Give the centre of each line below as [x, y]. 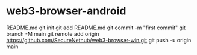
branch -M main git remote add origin [53, 33]
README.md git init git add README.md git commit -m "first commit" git [96, 27]
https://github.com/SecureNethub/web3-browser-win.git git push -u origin [99, 40]
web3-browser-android [66, 11]
